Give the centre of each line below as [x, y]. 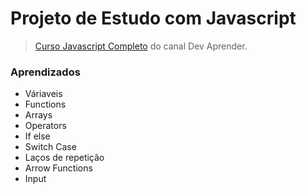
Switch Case [50, 147]
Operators [45, 126]
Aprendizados [45, 72]
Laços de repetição [64, 158]
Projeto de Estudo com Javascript [153, 18]
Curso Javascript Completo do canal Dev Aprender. [141, 46]
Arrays [38, 115]
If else [37, 136]
